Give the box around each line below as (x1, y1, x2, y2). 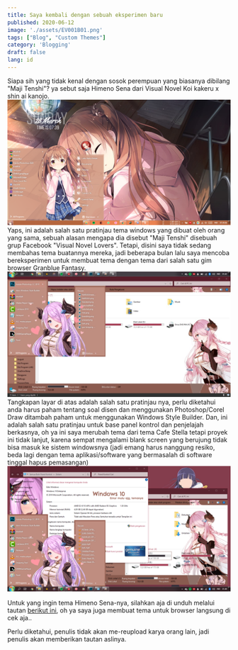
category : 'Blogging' (7, 41, 72, 49)
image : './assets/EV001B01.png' (7, 26, 103, 33)
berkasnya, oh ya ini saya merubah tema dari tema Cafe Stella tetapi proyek (7, 427, 228, 436)
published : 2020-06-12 (7, 18, 74, 26)
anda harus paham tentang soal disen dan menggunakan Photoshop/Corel (7, 405, 225, 414)
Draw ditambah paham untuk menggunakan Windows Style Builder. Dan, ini (7, 413, 228, 421)
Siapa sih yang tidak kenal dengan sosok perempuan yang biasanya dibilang (7, 77, 230, 85)
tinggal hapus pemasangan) (7, 458, 89, 466)
